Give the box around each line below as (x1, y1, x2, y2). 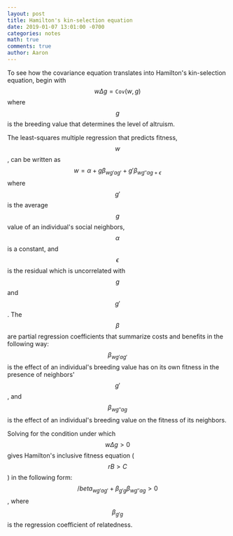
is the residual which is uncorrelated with (7, 266, 126, 275)
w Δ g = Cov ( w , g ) (94, 87, 141, 95)
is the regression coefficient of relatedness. (7, 520, 133, 529)
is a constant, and (7, 245, 59, 253)
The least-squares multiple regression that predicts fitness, (7, 133, 178, 142)
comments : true (7, 43, 52, 50)
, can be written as (7, 155, 61, 163)
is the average (7, 200, 48, 209)
